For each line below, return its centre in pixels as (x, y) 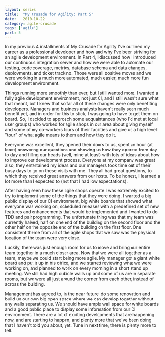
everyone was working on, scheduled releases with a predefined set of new (82, 206)
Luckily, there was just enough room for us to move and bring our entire (78, 247)
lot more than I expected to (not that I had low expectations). (66, 181)
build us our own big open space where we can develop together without (79, 299)
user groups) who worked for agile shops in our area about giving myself (79, 124)
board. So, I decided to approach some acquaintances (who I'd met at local (81, 119)
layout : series (21, 10)
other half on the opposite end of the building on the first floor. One (73, 227)
